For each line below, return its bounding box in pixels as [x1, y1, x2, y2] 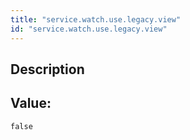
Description [10, 61, 85, 78]
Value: [10, 95, 52, 112]
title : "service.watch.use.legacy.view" [10, 14, 182, 25]
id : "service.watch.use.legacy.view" [10, 24, 168, 34]
